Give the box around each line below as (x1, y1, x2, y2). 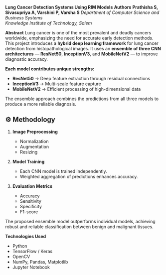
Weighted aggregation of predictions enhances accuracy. (19, 173, 138, 179)
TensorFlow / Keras (12, 248, 53, 254)
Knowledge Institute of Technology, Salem (5, 20, 92, 26)
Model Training (12, 158, 45, 164)
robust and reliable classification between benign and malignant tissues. (5, 224, 154, 230)
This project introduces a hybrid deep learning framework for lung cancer (5, 40, 159, 46)
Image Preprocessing (12, 129, 58, 135)
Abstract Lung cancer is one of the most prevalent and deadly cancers (5, 30, 152, 35)
